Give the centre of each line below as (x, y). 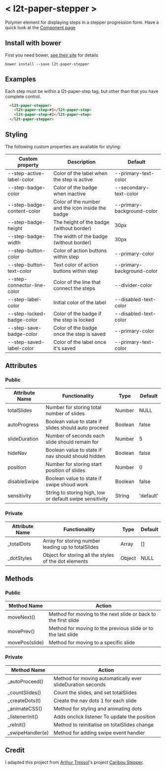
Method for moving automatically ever (98, 678)
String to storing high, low (75, 493)
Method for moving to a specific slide (92, 642)
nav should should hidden (76, 456)
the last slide (63, 634)
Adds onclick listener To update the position (104, 717)
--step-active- (26, 173)
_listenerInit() (23, 717)
